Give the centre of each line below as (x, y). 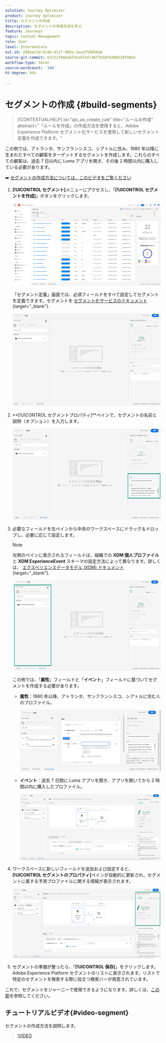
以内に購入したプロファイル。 (54, 786)
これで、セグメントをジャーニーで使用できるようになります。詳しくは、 (78, 990)
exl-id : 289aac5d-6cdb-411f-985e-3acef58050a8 (54, 52)
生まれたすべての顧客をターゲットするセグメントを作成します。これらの (78, 155)
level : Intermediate (26, 47)
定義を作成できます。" (40, 138)
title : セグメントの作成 (28, 21)
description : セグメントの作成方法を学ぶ (43, 26)
